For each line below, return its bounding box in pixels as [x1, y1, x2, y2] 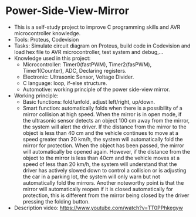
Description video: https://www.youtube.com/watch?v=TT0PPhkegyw [13, 204, 183, 211]
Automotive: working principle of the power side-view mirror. [22, 86, 171, 93]
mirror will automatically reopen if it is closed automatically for [22, 185, 174, 192]
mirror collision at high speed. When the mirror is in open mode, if [22, 110, 182, 118]
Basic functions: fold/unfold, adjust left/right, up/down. [22, 98, 156, 105]
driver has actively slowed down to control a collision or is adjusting [22, 167, 187, 174]
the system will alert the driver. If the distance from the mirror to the [22, 123, 187, 130]
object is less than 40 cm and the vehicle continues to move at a [22, 129, 178, 136]
